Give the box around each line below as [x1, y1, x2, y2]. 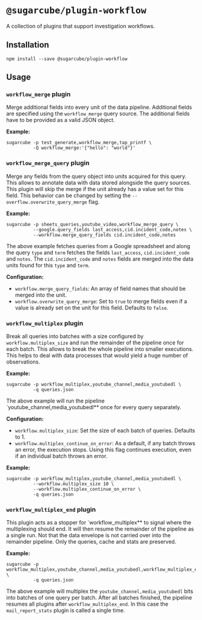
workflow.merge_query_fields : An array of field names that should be [14, 285, 186, 292]
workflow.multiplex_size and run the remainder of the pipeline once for [6, 339, 185, 347]
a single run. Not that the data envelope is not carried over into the [6, 532, 171, 539]
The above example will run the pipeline [6, 397, 105, 404]
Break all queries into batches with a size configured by [6, 333, 144, 340]
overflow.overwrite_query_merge [6, 199, 87, 205]
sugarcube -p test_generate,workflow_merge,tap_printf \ [6, 140, 152, 146]
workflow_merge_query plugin [6, 159, 90, 167]
